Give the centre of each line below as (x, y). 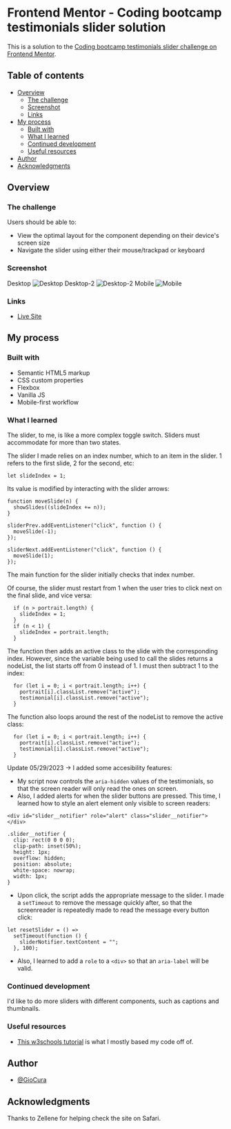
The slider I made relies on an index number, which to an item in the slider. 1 (114, 456)
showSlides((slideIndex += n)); (60, 507)
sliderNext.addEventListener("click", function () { (84, 550)
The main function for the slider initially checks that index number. (101, 575)
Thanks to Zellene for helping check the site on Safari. (84, 1119)
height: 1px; (32, 852)
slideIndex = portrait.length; (64, 633)
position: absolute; (43, 865)
